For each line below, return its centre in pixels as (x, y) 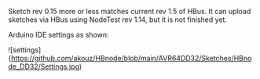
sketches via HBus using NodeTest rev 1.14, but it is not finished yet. (118, 20)
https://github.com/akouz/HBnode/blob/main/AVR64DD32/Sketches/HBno (131, 58)
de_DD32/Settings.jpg (44, 66)
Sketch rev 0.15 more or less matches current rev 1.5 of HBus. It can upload (130, 11)
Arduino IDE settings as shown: (59, 35)
